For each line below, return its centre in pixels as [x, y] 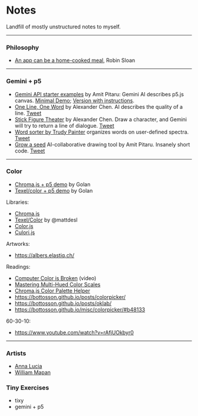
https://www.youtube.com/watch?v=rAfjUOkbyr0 [74, 332]
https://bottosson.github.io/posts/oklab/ [63, 303]
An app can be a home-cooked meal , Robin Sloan [75, 60]
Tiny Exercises [28, 388]
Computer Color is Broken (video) [55, 278]
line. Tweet [28, 113]
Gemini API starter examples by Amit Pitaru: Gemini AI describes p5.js [99, 94]
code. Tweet [30, 151]
